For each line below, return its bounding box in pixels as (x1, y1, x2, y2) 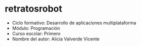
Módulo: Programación (12, 25, 60, 31)
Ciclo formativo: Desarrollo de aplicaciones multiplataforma (12, 20, 136, 26)
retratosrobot (5, 3, 62, 15)
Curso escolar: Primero (12, 30, 61, 36)
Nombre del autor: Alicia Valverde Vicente (12, 36, 100, 42)
